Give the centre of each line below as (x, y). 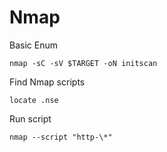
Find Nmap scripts (47, 82)
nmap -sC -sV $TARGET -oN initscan (83, 63)
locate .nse (34, 100)
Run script (30, 118)
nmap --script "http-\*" (61, 137)
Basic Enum (33, 45)
